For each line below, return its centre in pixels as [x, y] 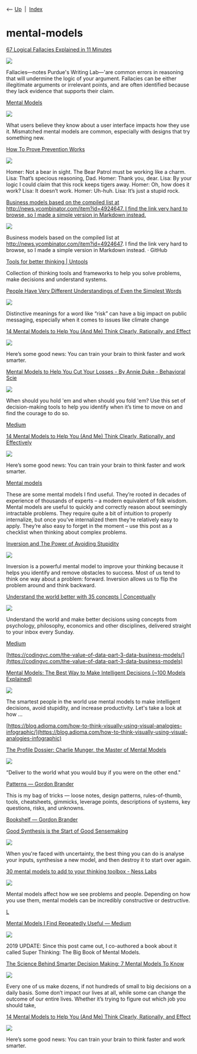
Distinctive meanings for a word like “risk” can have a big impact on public [97, 313]
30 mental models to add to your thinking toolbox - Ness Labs [81, 871]
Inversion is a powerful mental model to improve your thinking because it [95, 566]
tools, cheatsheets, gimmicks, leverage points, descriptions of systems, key [98, 801]
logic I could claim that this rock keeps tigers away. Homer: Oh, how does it [98, 184]
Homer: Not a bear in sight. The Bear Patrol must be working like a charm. [96, 171]
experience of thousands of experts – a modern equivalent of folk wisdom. [97, 501]
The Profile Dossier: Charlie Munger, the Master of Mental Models [86, 750]
